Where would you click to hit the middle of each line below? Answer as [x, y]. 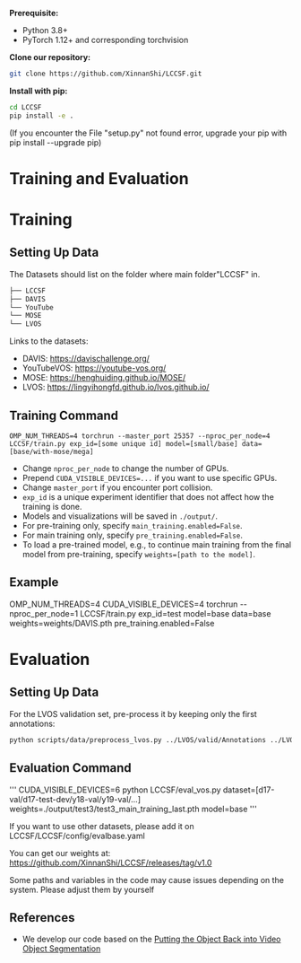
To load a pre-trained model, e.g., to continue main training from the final [157, 545]
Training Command [64, 415]
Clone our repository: [50, 57]
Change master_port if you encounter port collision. [117, 487]
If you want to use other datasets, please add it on [102, 826]
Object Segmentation [61, 949]
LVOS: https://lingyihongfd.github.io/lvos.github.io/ [116, 387]
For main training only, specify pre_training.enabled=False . [133, 535]
